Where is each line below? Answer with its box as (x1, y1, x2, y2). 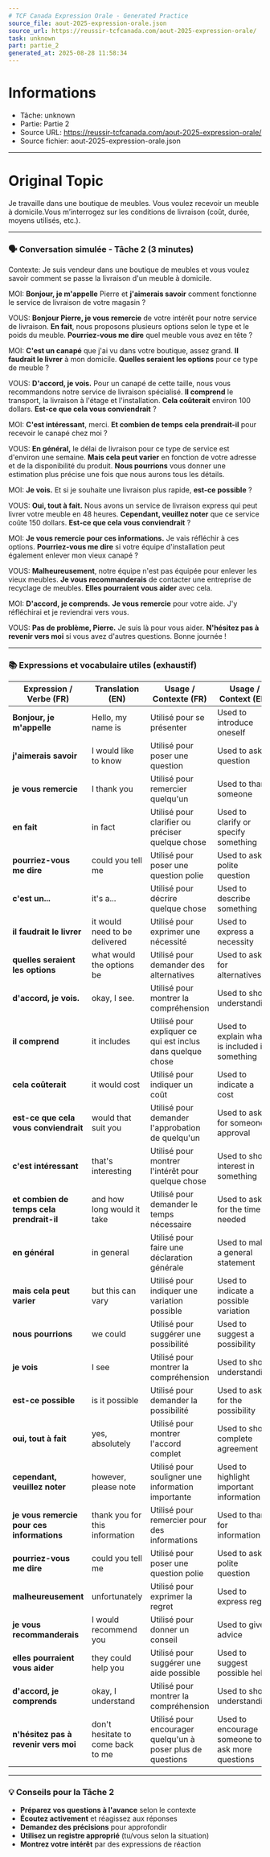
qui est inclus (149, 1036, 201, 1047)
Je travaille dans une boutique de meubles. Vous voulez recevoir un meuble (8, 198, 260, 208)
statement (216, 1257, 256, 1268)
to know (91, 756, 122, 767)
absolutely (91, 1438, 131, 1449)
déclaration (149, 1252, 193, 1263)
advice (216, 1629, 243, 1641)
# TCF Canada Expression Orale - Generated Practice (8, 11, 189, 20)
